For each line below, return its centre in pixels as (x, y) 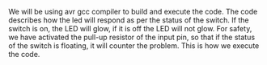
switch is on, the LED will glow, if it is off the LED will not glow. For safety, (130, 28)
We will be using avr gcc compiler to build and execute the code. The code (133, 12)
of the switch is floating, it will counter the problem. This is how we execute (134, 46)
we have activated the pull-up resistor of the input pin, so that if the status (132, 37)
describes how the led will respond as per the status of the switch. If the (129, 20)
